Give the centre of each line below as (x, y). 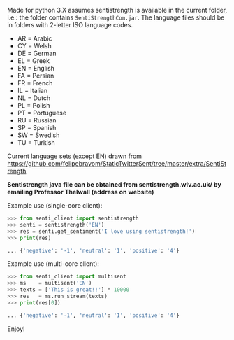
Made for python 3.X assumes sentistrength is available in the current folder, (117, 10)
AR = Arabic (35, 38)
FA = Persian (36, 76)
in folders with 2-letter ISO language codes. (70, 25)
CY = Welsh (34, 46)
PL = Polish (34, 105)
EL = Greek (34, 61)
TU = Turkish (36, 142)
